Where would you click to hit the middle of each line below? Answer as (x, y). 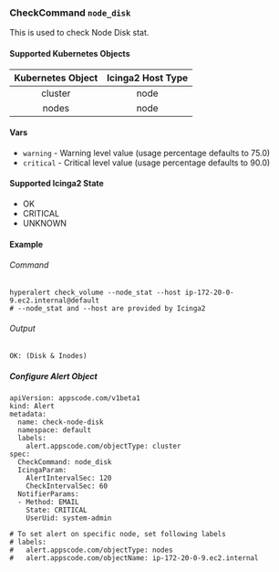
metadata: (28, 414)
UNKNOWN (44, 223)
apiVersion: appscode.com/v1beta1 (75, 398)
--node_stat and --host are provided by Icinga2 (112, 308)
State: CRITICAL (57, 510)
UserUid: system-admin (69, 518)
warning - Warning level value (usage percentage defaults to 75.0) (146, 153)
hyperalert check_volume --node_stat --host (95, 292)
